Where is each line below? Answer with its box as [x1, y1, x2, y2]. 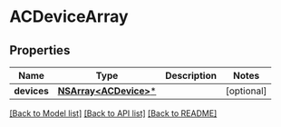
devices [14, 84, 50, 97]
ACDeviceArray [9, 6, 129, 27]
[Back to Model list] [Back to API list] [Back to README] [9, 108, 218, 119]
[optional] [225, 84, 267, 97]
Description [164, 70, 218, 82]
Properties [9, 43, 71, 58]
